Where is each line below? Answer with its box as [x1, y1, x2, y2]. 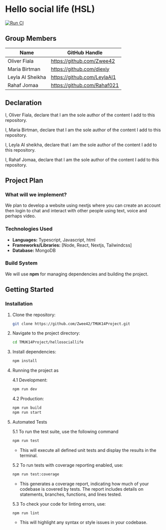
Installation [5, 300, 33, 307]
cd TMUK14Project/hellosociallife [12, 340, 84, 345]
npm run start [12, 410, 42, 415]
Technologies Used [5, 225, 53, 232]
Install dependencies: [12, 349, 56, 355]
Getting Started [5, 285, 54, 294]
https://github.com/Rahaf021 [51, 82, 119, 88]
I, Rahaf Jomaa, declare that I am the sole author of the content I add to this [5, 157, 160, 163]
